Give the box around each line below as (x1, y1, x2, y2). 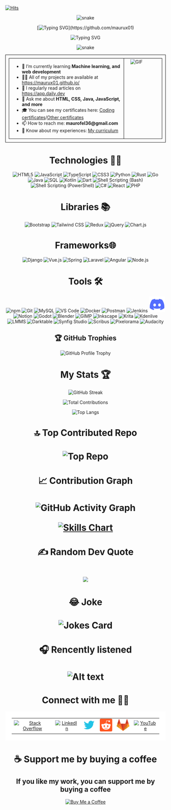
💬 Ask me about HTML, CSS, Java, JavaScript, (22, 96, 121, 102)
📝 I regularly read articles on (22, 85, 81, 91)
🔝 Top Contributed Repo (34, 427, 137, 438)
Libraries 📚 (61, 201, 110, 213)
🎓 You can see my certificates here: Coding (22, 107, 115, 113)
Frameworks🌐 (55, 240, 116, 251)
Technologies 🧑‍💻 (49, 155, 122, 166)
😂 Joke (68, 596, 103, 608)
